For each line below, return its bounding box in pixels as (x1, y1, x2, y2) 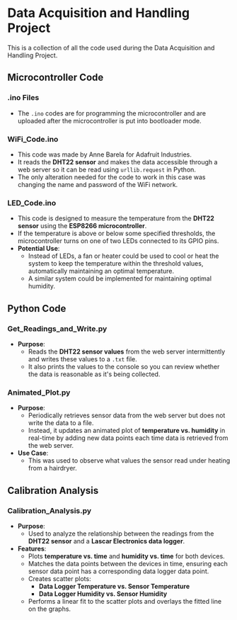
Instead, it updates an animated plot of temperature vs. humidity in (28, 427, 226, 435)
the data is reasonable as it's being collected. (28, 370, 161, 378)
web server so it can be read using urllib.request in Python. (17, 165, 197, 174)
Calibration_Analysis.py (7, 505, 92, 515)
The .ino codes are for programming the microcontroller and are (17, 108, 207, 118)
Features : (17, 544, 47, 553)
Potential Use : (17, 244, 60, 253)
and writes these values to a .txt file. (28, 354, 138, 363)
